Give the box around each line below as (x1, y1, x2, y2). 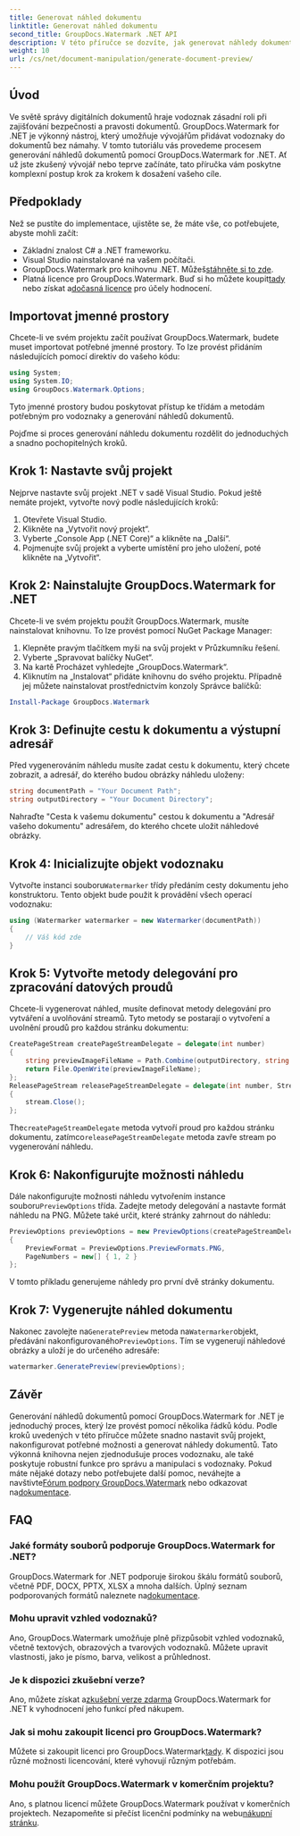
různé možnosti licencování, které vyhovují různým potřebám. (9, 1756, 237, 1766)
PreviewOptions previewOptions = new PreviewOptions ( (9, 1227, 214, 1236)
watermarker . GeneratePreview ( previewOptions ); (9, 1362, 186, 1371)
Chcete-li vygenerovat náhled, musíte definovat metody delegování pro (9, 1003, 271, 1014)
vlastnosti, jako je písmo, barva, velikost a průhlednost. (9, 1651, 212, 1662)
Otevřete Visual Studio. (21, 514, 107, 524)
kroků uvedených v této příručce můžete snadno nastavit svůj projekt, (9, 1429, 266, 1440)
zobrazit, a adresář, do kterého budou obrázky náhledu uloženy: (9, 769, 245, 780)
